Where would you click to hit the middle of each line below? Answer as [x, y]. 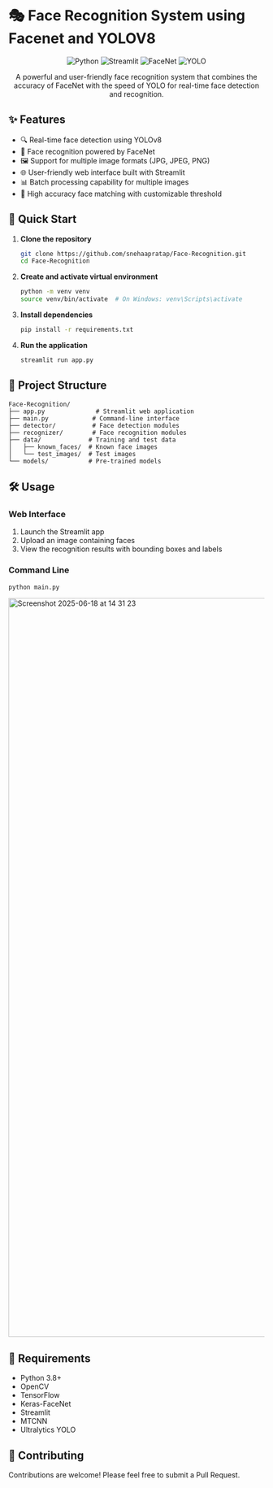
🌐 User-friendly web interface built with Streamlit [102, 172]
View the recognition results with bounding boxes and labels [121, 549]
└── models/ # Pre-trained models [85, 461]
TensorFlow [40, 1395]
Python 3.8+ [41, 1378]
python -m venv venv [55, 292]
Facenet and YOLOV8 [82, 39]
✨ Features [37, 120]
